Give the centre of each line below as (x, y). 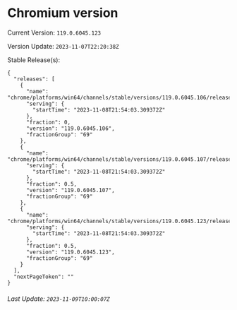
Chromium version (63, 13)
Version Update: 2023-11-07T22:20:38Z (63, 46)
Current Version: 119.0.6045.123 (54, 32)
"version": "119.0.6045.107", (70, 190)
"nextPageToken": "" (44, 277)
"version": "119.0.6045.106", (70, 129)
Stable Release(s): (34, 60)
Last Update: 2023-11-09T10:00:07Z (59, 299)
